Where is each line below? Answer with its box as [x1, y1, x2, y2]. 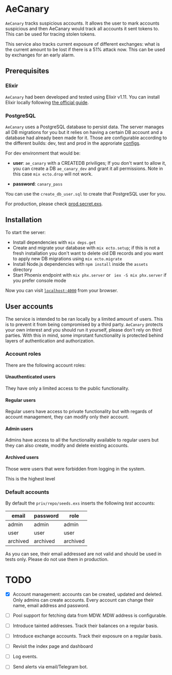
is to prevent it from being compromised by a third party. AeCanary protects [5, 321, 163, 327]
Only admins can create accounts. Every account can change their [12, 596, 154, 603]
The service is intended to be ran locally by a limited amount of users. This [5, 316, 163, 322]
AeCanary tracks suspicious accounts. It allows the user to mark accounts [5, 20, 160, 26]
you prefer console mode [12, 277, 67, 283]
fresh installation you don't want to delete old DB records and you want [12, 250, 163, 256]
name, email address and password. [12, 602, 90, 608]
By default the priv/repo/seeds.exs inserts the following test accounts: [5, 500, 156, 506]
